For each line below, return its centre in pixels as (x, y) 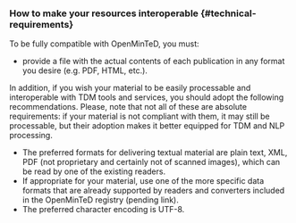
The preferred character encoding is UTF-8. (103, 210)
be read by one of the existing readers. (94, 171)
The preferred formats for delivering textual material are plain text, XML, (155, 153)
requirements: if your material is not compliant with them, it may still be (140, 116)
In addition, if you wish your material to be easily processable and (130, 88)
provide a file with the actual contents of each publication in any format (153, 62)
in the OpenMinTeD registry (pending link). (100, 200)
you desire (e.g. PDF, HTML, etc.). (85, 70)
